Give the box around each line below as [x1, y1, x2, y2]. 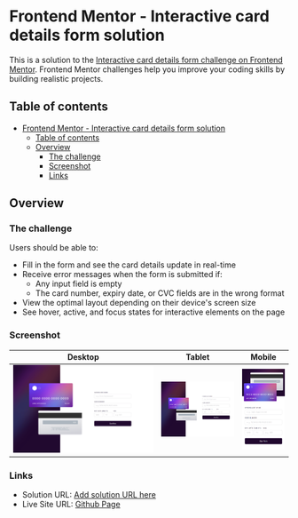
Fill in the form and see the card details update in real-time [21, 259, 237, 270]
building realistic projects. [9, 73, 104, 84]
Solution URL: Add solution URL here [21, 490, 157, 500]
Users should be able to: [9, 243, 99, 253]
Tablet [185, 352, 210, 363]
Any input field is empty [35, 278, 122, 290]
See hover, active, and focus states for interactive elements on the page [21, 307, 286, 317]
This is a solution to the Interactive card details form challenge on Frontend [9, 54, 284, 65]
